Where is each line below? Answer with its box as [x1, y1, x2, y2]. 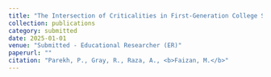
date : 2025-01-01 [8, 34, 67, 43]
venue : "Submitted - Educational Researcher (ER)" [8, 42, 182, 50]
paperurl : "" [8, 49, 52, 57]
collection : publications [8, 19, 95, 27]
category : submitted [8, 26, 78, 34]
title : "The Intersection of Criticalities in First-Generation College [8, 11, 258, 20]
